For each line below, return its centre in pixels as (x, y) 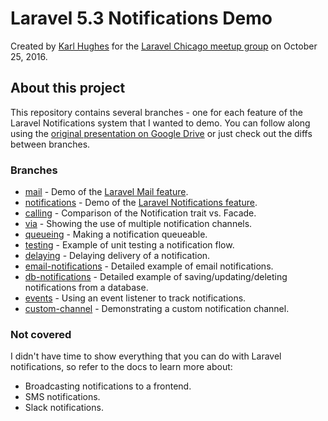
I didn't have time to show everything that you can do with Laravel (146, 356)
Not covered (41, 334)
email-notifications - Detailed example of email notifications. (149, 266)
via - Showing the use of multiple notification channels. (138, 224)
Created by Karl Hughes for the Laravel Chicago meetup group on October (164, 46)
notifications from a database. (86, 288)
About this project (68, 88)
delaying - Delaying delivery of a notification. (117, 256)
